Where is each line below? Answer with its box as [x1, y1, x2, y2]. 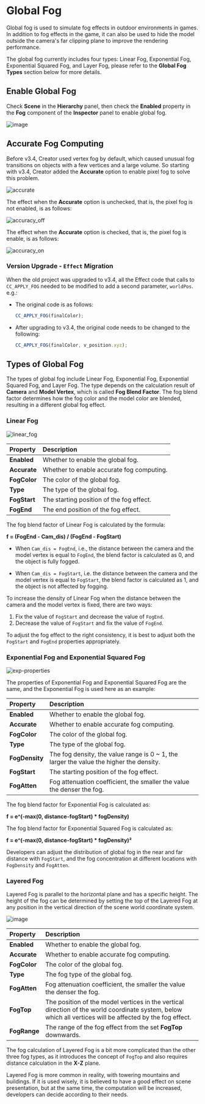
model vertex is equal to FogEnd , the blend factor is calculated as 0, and [15, 551, 195, 558]
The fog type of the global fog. [45, 970, 133, 979]
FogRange [9, 1027, 40, 1035]
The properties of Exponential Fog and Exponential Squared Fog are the [6, 679, 187, 686]
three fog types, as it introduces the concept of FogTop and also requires [6, 1053, 188, 1061]
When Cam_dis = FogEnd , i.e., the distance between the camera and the [15, 545, 194, 552]
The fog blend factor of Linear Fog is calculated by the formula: [6, 521, 166, 528]
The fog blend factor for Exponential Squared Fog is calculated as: [6, 825, 173, 832]
